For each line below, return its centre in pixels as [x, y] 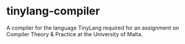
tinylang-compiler [53, 11]
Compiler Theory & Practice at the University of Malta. [74, 34]
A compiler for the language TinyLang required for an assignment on [93, 28]
